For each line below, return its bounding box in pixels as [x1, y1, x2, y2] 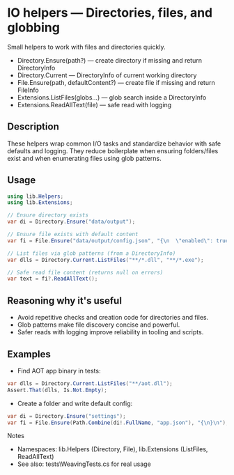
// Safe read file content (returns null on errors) [7, 269, 164, 276]
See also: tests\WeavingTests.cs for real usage [17, 460, 151, 468]
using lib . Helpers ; [7, 193, 64, 200]
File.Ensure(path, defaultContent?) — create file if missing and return [17, 78, 215, 86]
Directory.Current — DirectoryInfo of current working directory [17, 71, 197, 79]
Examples [7, 348, 51, 360]
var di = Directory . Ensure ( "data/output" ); [7, 218, 136, 226]
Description [7, 120, 59, 133]
